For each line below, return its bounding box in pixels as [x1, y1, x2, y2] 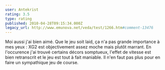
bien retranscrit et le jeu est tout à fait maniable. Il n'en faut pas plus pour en [5, 54, 161, 60]
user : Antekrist [5, 7, 39, 12]
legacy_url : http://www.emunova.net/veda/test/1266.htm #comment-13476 [5, 25, 154, 30]
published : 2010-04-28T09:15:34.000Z [5, 21, 83, 26]
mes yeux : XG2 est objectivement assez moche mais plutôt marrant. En [5, 44, 152, 50]
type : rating [5, 16, 32, 21]
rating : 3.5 [5, 12, 30, 17]
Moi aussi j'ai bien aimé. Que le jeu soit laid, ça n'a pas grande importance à [5, 39, 160, 45]
